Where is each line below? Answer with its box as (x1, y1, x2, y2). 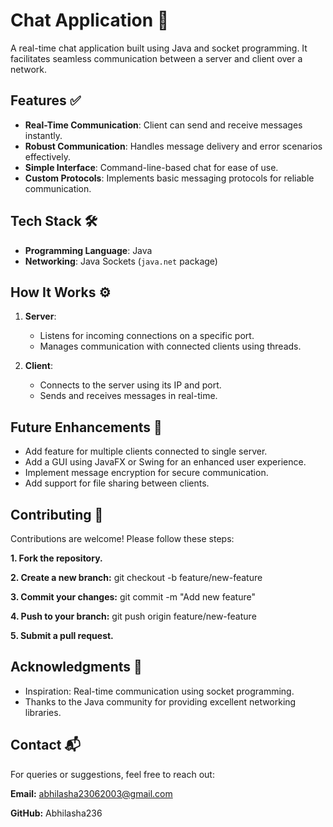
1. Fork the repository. (10, 552, 103, 564)
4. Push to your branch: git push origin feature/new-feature (10, 610, 257, 622)
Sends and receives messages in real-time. (39, 390, 218, 402)
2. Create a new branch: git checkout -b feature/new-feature (10, 572, 263, 583)
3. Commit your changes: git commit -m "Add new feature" (10, 591, 256, 603)
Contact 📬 (10, 737, 81, 754)
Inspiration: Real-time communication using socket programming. (24, 685, 295, 697)
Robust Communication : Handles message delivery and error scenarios (24, 140, 323, 152)
